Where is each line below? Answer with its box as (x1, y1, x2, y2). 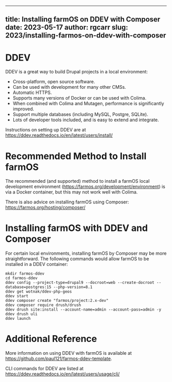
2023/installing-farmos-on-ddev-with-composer (5, 31, 166, 40)
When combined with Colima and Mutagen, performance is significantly (12, 101, 164, 107)
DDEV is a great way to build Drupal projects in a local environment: (5, 69, 148, 75)
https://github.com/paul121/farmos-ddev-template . (5, 355, 113, 362)
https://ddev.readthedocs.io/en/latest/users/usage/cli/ (5, 371, 120, 377)
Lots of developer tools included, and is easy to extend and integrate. (12, 117, 159, 123)
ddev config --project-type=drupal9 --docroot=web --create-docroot (5, 280, 155, 285)
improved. (12, 106, 34, 112)
